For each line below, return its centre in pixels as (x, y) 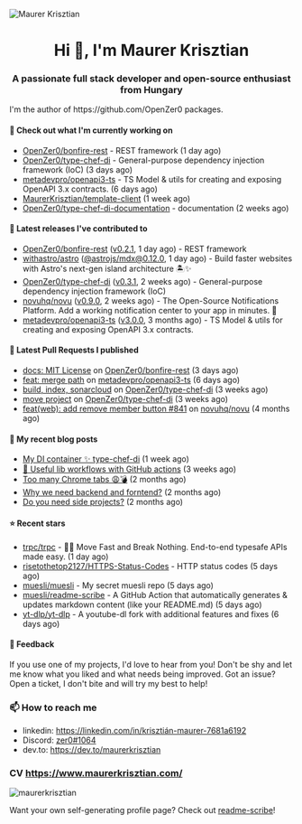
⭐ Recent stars (37, 523)
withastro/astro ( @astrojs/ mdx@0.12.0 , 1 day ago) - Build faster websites (157, 258)
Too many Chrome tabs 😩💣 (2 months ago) (104, 480)
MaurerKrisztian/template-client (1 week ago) (106, 198)
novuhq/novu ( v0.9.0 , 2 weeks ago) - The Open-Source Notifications (151, 300)
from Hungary (151, 90)
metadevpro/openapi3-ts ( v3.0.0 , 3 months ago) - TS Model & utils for (153, 320)
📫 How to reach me (53, 707)
